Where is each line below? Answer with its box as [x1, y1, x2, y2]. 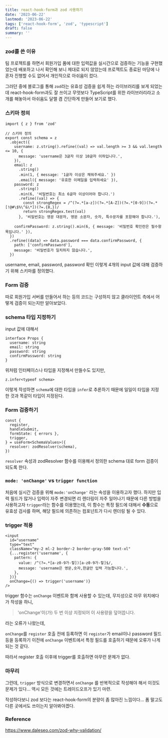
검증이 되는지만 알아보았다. [14, 300, 67, 306]
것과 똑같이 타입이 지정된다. [10, 393, 64, 399]
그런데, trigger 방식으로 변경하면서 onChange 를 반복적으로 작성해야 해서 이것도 [5, 680, 160, 686]
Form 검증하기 [5, 407, 38, 414]
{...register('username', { [9, 551, 68, 556]
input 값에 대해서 [5, 326, 38, 332]
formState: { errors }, [9, 431, 59, 436]
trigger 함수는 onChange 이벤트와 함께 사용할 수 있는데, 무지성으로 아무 [5, 593, 142, 599]
